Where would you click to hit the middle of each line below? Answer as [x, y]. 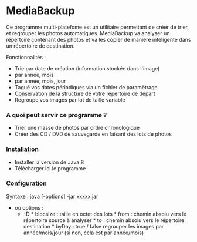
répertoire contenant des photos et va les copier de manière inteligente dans [98, 39]
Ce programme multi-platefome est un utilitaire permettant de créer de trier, [98, 27]
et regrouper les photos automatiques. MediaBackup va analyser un [88, 33]
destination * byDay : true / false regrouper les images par [94, 226]
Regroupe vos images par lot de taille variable [70, 100]
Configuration [26, 183]
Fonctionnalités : [26, 57]
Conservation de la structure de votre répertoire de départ [85, 93]
